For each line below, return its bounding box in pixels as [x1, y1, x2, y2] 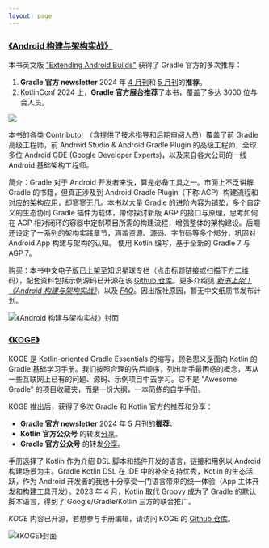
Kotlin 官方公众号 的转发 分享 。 [19, 429, 123, 439]
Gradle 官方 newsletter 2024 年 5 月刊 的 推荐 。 [19, 418, 178, 429]
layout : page [8, 11, 53, 20]
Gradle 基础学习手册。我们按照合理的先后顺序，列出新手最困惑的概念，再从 [8, 364, 259, 374]
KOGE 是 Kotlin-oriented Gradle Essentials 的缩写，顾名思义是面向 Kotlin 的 [8, 354, 258, 364]
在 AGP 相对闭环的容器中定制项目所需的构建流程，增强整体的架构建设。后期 [8, 218, 261, 227]
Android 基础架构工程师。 [8, 159, 94, 170]
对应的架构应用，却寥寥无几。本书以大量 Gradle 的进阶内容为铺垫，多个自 [8, 198, 254, 207]
